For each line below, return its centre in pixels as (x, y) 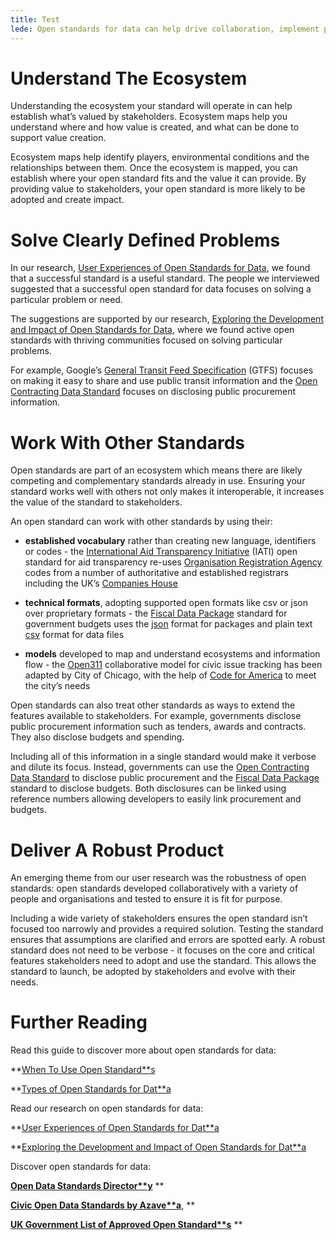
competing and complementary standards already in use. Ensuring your (158, 481)
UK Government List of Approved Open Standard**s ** (126, 1225)
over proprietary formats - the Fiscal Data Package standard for (156, 613)
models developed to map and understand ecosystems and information (172, 654)
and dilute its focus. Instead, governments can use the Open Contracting (160, 767)
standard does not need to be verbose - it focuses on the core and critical (162, 950)
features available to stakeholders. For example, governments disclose (156, 716)
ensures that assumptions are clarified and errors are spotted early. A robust (168, 940)
